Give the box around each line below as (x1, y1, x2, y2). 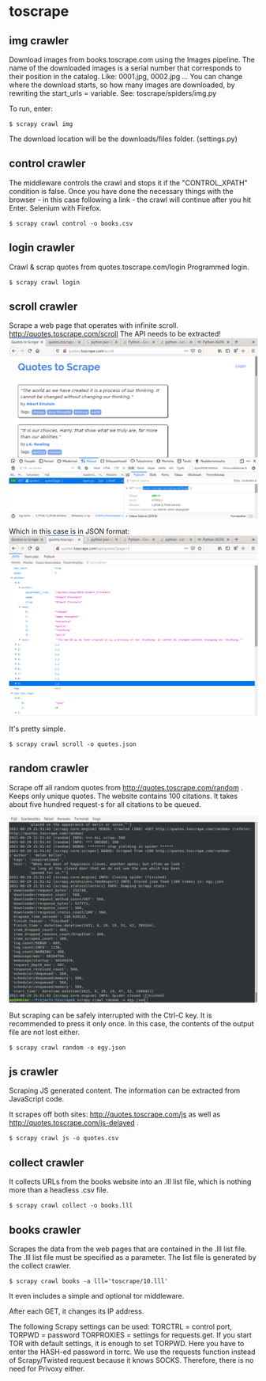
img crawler (9, 34, 69, 48)
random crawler (9, 762, 89, 775)
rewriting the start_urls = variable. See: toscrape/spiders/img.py (9, 89, 217, 97)
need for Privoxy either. (9, 1364, 85, 1374)
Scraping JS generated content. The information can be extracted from (9, 1086, 241, 1095)
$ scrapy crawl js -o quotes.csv (9, 1135, 119, 1143)
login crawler (9, 241, 75, 255)
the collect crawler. (9, 1261, 72, 1271)
